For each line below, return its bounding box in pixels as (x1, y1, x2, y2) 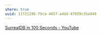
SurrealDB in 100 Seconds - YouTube (5, 24, 79, 30)
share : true (5, 7, 29, 12)
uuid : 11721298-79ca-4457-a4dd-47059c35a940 (5, 12, 97, 16)
